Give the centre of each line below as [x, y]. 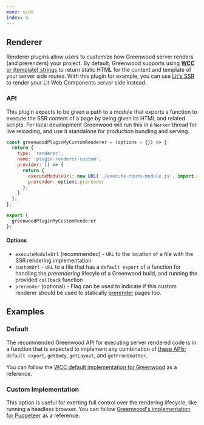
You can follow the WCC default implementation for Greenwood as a [92, 367]
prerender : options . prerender [66, 182]
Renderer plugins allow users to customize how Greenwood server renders [100, 57]
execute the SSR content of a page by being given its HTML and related [96, 118]
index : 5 [17, 18]
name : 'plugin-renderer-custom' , [59, 159]
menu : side [20, 12]
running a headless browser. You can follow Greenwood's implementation [99, 409]
